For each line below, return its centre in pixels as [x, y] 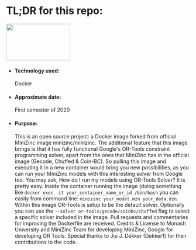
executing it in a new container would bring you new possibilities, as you [102, 167]
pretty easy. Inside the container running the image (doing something [98, 186]
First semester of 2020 [42, 110]
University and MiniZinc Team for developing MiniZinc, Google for [94, 230]
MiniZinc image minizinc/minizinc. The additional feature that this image [101, 143]
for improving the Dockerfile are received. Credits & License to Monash [100, 223]
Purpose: [26, 123]
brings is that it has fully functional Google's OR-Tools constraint [92, 149]
